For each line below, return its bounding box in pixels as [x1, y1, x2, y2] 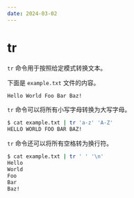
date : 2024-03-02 [7, 10, 58, 17]
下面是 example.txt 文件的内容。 [7, 78, 100, 87]
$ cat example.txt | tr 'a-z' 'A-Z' [7, 119, 113, 127]
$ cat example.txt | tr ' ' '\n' [7, 153, 104, 160]
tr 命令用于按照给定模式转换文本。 [7, 64, 107, 72]
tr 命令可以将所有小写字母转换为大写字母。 [7, 105, 131, 114]
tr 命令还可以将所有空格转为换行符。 [7, 139, 113, 147]
